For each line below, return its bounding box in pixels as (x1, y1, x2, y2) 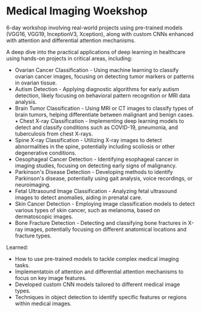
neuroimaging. (14, 181, 51, 188)
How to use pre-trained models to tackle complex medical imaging (14, 255, 179, 262)
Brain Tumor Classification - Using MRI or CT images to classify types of (14, 104, 194, 112)
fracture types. (14, 232, 52, 239)
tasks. (14, 261, 30, 269)
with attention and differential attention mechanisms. (6, 37, 136, 44)
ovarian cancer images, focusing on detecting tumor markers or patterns (14, 73, 194, 80)
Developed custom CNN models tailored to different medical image (14, 281, 181, 288)
